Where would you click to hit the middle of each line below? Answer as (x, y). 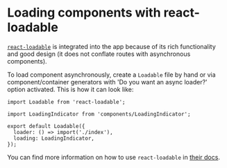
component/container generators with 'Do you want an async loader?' (108, 82)
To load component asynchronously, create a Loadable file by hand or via (112, 75)
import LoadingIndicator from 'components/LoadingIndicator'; (99, 114)
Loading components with (84, 13)
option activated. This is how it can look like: (70, 89)
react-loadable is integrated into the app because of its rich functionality (112, 46)
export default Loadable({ (46, 126)
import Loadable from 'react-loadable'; (67, 102)
